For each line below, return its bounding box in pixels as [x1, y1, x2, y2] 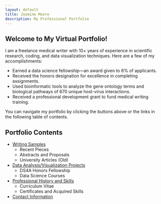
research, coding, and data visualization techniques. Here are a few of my [5, 53, 155, 59]
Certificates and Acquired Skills [19, 188, 84, 194]
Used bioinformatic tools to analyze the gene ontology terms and [12, 83, 144, 89]
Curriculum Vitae [19, 183, 54, 189]
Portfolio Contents [5, 128, 63, 136]
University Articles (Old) [19, 157, 69, 163]
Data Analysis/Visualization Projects [12, 162, 85, 168]
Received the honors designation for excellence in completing [12, 73, 138, 79]
